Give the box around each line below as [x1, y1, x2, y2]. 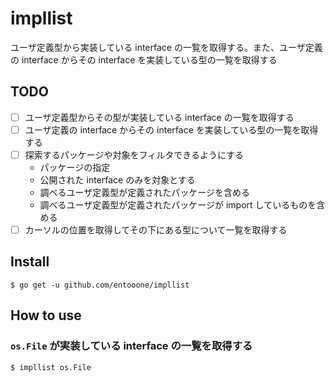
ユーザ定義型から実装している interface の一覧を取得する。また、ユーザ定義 [10, 41, 323, 53]
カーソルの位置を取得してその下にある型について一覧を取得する [24, 223, 288, 236]
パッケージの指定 [39, 161, 111, 173]
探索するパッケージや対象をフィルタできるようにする [24, 148, 245, 161]
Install [10, 253, 50, 271]
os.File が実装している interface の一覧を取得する [10, 339, 253, 353]
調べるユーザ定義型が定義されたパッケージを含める [39, 186, 251, 198]
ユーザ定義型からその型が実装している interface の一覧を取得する [24, 111, 295, 123]
